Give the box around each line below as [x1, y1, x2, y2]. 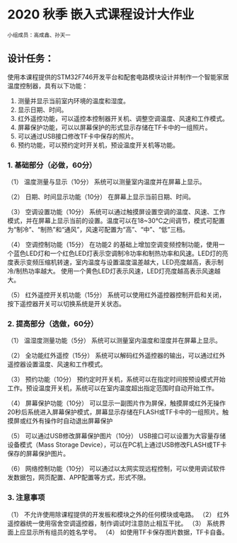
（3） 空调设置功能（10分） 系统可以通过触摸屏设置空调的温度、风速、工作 [7, 208, 226, 216]
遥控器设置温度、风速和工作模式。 [7, 360, 107, 368]
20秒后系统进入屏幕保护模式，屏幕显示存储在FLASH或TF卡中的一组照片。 [7, 408, 223, 416]
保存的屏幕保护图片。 [7, 450, 69, 458]
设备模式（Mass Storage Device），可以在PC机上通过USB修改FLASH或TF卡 [7, 440, 227, 449]
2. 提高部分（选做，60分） [7, 319, 98, 329]
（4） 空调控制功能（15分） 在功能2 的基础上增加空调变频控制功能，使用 [7, 240, 219, 249]
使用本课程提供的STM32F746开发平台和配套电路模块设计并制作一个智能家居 [7, 72, 229, 81]
